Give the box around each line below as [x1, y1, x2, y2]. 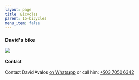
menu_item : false [5, 20, 40, 26]
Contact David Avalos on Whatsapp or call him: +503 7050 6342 [5, 69, 135, 75]
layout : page [5, 7, 32, 12]
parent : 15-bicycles [5, 16, 47, 21]
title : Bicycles [5, 12, 38, 16]
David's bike [5, 37, 35, 44]
